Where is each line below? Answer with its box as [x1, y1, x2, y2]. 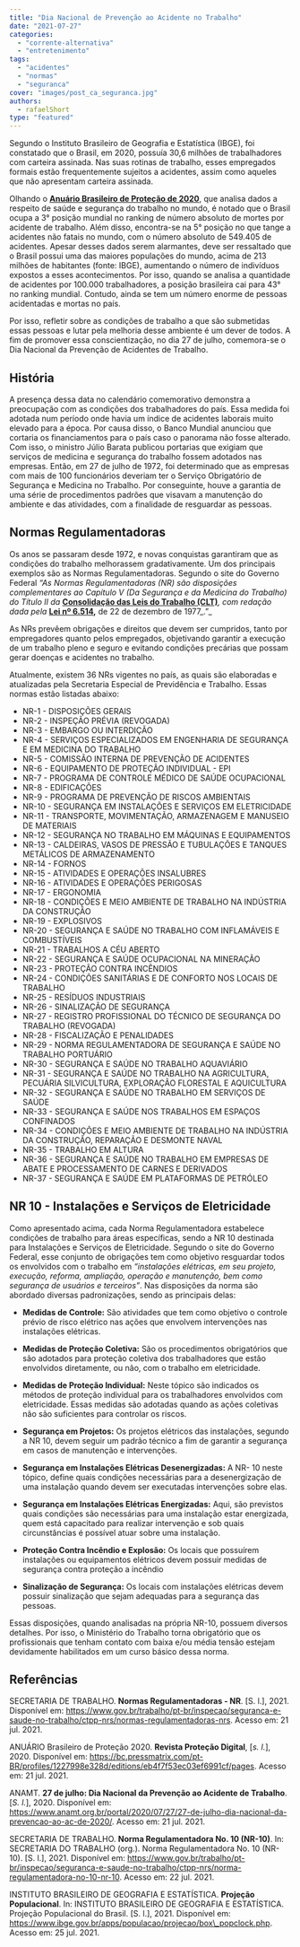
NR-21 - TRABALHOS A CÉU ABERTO [21, 944, 160, 955]
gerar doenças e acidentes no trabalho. [9, 651, 155, 662]
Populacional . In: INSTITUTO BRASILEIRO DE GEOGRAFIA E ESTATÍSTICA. [9, 1899, 285, 1909]
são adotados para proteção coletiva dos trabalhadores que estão [21, 1352, 267, 1364]
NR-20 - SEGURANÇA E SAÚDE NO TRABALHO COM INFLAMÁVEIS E [21, 925, 280, 936]
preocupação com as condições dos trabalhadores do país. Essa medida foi [9, 403, 289, 414]
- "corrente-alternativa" [17, 38, 115, 48]
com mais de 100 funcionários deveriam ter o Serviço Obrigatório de [9, 470, 262, 481]
